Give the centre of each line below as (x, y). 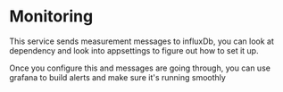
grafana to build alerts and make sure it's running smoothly (117, 77)
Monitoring (51, 17)
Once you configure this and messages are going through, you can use (140, 68)
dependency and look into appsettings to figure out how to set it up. (134, 50)
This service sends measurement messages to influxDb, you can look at (142, 41)
